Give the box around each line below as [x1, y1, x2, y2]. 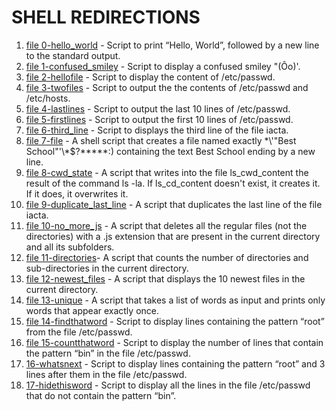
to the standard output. [25, 49, 121, 61]
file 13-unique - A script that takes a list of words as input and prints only [25, 294, 326, 306]
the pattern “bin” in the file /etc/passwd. [25, 347, 191, 359]
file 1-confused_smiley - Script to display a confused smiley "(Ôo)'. [25, 60, 301, 72]
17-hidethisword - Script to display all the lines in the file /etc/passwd [25, 379, 311, 391]
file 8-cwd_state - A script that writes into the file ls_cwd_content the [25, 166, 309, 178]
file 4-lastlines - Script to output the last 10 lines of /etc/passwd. [25, 102, 291, 115]
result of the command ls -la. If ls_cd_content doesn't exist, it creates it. [25, 177, 321, 189]
